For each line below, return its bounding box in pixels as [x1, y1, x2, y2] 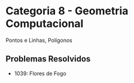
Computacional [5, 17, 84, 30]
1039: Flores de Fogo [14, 70, 66, 77]
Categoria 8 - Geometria [5, 4, 129, 18]
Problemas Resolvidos [5, 54, 91, 64]
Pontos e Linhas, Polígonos [5, 36, 72, 44]
